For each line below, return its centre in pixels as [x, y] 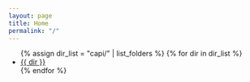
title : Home [28, 23]
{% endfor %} [43, 71]
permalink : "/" [34, 31]
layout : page [30, 16]
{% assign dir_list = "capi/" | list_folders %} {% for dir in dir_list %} [131, 54]
